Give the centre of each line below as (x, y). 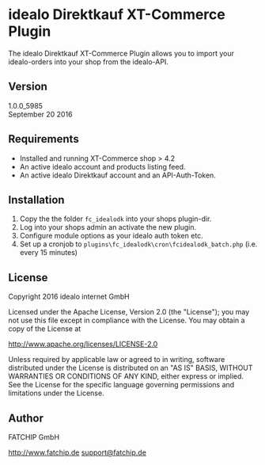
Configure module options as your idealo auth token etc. (111, 236)
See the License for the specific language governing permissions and (121, 385)
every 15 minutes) (48, 253)
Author (26, 418)
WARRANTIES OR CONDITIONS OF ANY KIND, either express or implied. (126, 376)
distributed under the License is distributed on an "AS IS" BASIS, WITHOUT (131, 368)
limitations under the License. (56, 393)
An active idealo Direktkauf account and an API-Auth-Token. (117, 175)
